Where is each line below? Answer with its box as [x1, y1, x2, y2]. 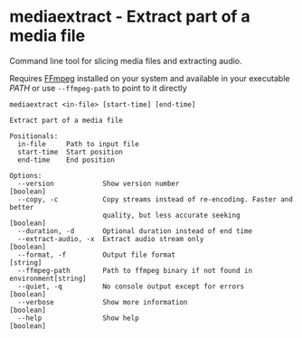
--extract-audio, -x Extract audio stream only [17, 234, 204, 243]
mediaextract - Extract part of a [9, 6, 250, 27]
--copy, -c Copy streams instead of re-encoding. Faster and [17, 194, 294, 204]
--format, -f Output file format [17, 250, 176, 259]
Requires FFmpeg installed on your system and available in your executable [9, 72, 290, 83]
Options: [9, 171, 42, 180]
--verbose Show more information [17, 297, 188, 306]
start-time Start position [17, 147, 124, 156]
